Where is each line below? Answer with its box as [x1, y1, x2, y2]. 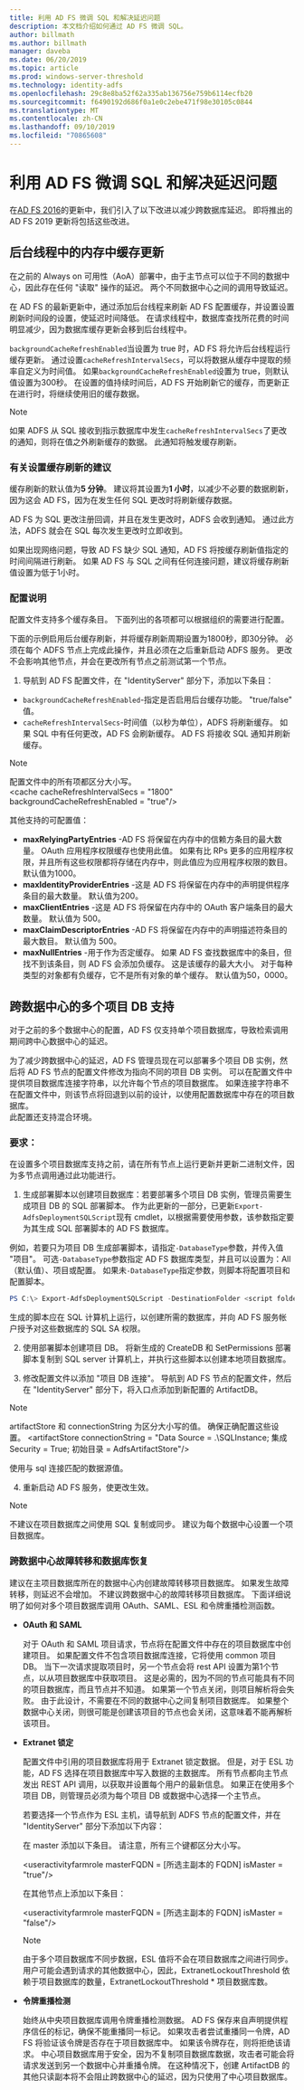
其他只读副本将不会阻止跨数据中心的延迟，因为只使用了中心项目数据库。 [22, 2071, 292, 2082]
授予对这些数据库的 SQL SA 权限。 [16, 1323, 147, 1335]
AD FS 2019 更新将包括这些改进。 [9, 215, 135, 226]
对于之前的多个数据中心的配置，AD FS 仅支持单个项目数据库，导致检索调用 [9, 1024, 289, 1036]
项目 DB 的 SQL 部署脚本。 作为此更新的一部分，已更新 [30, 1201, 235, 1211]
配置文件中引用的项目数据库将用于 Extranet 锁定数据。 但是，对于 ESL [22, 1756, 283, 1767]
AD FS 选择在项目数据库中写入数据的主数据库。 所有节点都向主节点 [38, 1767, 289, 1778]
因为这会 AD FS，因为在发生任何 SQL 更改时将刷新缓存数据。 [9, 494, 238, 505]
